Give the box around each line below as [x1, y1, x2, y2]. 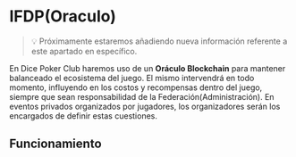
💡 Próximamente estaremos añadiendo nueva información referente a [30, 36, 288, 46]
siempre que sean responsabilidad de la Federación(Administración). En [9, 91, 275, 102]
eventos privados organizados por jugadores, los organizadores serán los [9, 101, 281, 112]
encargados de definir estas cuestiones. [9, 110, 158, 121]
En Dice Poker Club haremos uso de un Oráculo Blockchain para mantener [9, 62, 286, 73]
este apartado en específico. [30, 45, 138, 56]
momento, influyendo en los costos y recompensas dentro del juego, [9, 82, 263, 93]
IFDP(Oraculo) [9, 6, 116, 27]
